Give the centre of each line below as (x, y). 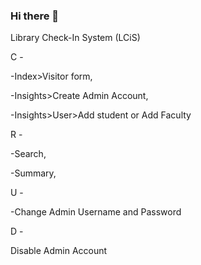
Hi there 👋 (35, 16)
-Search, (28, 154)
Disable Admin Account (59, 251)
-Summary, (33, 173)
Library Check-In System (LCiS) (75, 38)
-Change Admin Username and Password (96, 212)
